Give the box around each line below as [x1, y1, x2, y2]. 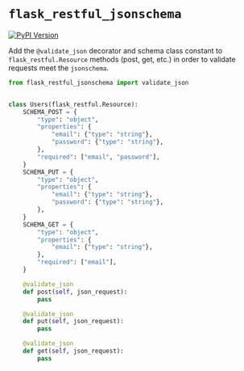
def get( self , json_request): [23, 347, 125, 356]
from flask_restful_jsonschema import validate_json [8, 78, 189, 86]
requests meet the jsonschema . [8, 63, 110, 73]
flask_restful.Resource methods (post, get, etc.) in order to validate [8, 54, 236, 64]
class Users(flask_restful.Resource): [8, 100, 139, 108]
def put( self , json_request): [23, 318, 125, 326]
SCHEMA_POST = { [23, 108, 78, 116]
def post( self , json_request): [23, 288, 128, 296]
